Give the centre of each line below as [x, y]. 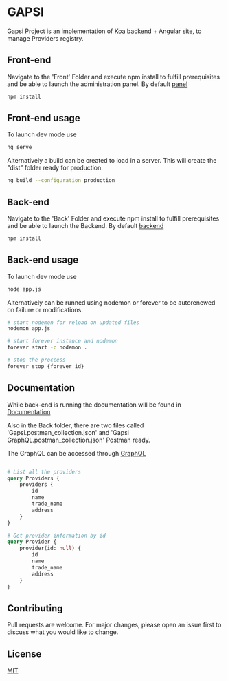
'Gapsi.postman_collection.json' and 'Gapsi [68, 432]
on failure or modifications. [45, 309]
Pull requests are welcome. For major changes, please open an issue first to [114, 625]
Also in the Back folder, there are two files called [76, 425]
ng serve [20, 148]
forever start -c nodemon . [47, 348]
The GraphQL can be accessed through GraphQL [77, 453]
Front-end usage [44, 118]
